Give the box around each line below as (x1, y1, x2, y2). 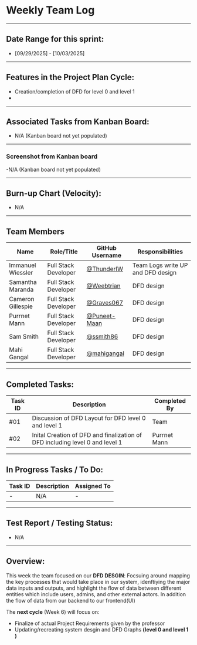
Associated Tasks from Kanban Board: (6, 116, 150, 126)
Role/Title (50, 248, 78, 256)
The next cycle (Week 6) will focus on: (6, 608, 100, 615)
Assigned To (74, 482, 111, 490)
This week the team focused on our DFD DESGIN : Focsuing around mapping (6, 572, 191, 579)
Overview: (6, 556, 45, 566)
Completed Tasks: (6, 379, 74, 389)
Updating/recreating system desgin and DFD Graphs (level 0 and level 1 (14, 626, 189, 633)
